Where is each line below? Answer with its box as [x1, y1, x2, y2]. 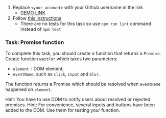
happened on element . [5, 86, 52, 92]
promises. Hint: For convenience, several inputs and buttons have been [5, 102, 155, 108]
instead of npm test [20, 26, 61, 32]
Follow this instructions [12, 15, 62, 21]
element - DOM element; [12, 66, 64, 72]
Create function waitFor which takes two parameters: [5, 56, 117, 62]
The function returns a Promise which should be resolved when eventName [5, 81, 161, 87]
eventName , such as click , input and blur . [12, 71, 101, 77]
